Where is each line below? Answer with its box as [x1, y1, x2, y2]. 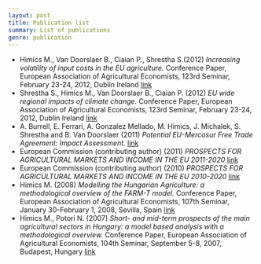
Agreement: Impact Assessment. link [19, 138, 139, 148]
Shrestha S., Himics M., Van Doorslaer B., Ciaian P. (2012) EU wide [19, 88, 235, 98]
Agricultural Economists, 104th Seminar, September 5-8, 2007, [19, 239, 222, 248]
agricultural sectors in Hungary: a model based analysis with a [19, 222, 224, 232]
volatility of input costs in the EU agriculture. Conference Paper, [19, 64, 226, 73]
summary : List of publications [8, 26, 111, 34]
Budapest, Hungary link [19, 247, 96, 256]
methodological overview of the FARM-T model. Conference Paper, [19, 189, 237, 198]
